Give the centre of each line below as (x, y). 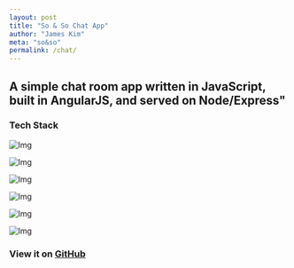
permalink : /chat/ (43, 51)
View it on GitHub (47, 254)
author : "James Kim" (47, 34)
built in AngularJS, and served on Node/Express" (147, 100)
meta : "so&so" (35, 42)
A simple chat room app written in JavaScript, (138, 87)
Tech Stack (34, 125)
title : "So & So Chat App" (59, 26)
